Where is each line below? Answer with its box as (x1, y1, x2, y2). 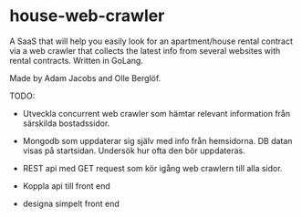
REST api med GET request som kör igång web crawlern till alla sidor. (22, 162, 283, 173)
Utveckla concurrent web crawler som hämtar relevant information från (22, 108, 290, 119)
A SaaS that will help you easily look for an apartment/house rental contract (9, 36, 294, 47)
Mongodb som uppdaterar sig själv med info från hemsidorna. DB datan (22, 135, 293, 146)
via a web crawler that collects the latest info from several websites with (9, 45, 281, 56)
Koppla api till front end (22, 180, 111, 192)
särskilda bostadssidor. (22, 118, 110, 129)
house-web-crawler (9, 5, 165, 26)
